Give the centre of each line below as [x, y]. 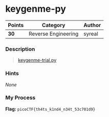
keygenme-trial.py [37, 60]
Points [16, 25]
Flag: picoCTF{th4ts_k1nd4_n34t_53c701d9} [50, 109]
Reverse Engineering [54, 34]
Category [53, 25]
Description [20, 49]
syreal [91, 34]
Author [92, 25]
